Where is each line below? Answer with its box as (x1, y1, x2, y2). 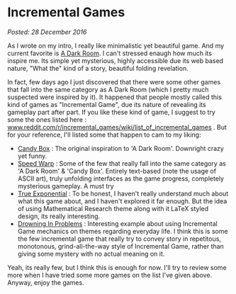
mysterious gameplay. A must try (17, 181, 115, 190)
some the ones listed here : (7, 115, 87, 124)
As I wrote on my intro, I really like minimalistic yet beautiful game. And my (7, 41, 225, 50)
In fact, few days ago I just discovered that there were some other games (7, 77, 221, 86)
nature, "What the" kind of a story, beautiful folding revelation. (7, 64, 189, 72)
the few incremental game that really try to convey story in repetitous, (17, 234, 222, 243)
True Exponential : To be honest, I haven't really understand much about (17, 189, 229, 198)
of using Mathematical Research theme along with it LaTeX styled (17, 204, 209, 213)
